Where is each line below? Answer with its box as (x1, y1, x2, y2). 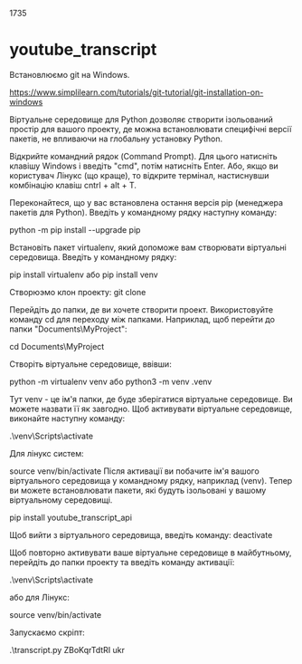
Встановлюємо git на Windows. (9, 69, 130, 80)
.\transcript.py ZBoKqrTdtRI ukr (9, 644, 125, 655)
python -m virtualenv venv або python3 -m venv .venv (9, 376, 212, 387)
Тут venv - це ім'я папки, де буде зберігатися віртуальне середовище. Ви (9, 393, 294, 404)
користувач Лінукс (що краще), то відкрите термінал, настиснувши (9, 169, 269, 180)
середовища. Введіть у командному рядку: (9, 251, 177, 262)
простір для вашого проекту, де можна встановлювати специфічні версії (9, 123, 292, 134)
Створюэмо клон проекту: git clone (9, 286, 146, 297)
